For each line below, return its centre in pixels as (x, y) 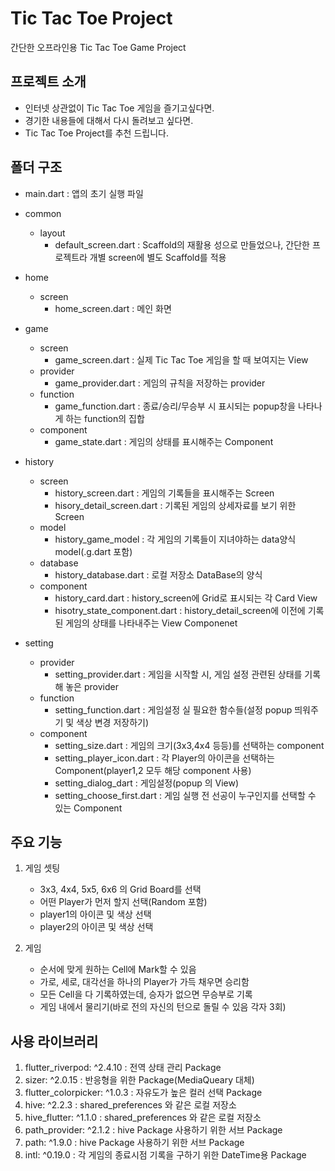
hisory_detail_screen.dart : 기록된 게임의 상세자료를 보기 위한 (175, 505)
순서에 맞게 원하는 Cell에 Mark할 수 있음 (118, 969)
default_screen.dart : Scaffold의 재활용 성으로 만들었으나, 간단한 (182, 244)
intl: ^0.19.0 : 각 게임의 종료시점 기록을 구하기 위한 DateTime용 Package (165, 1155)
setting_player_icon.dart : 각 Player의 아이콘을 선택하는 (164, 758)
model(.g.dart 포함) (93, 551)
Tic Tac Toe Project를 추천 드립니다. (96, 133)
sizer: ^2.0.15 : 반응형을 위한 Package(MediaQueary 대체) (139, 1080)
